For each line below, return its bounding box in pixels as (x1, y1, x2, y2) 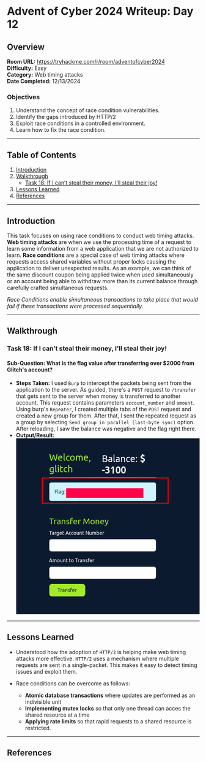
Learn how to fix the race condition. (15, 126, 106, 134)
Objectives (7, 93, 40, 101)
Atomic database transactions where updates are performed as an (24, 692, 196, 699)
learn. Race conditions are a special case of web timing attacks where (7, 251, 185, 259)
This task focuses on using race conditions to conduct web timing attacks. (7, 232, 194, 239)
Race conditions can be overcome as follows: (15, 679, 130, 687)
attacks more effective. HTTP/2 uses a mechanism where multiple (15, 655, 179, 662)
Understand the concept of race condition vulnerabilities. (15, 107, 160, 114)
